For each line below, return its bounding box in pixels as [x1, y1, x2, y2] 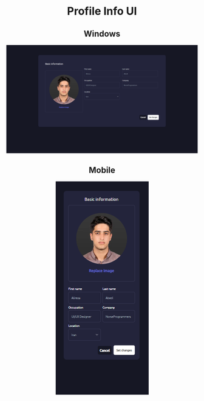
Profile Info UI [67, 4, 137, 18]
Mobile [89, 165, 115, 175]
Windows [84, 29, 120, 39]
